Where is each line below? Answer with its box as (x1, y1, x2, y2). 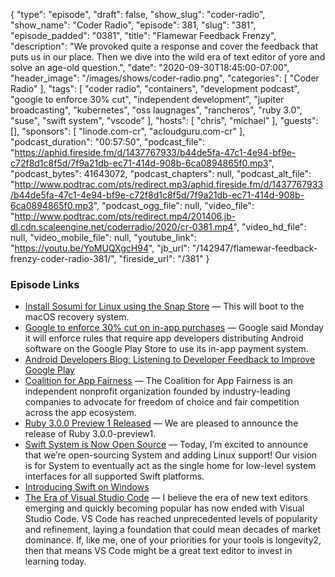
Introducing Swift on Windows (24, 481, 150, 493)
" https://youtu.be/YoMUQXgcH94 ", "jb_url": (10, 242, 190, 254)
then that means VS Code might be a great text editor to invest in (24, 545, 293, 557)
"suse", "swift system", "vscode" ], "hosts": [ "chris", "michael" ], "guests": (10, 115, 319, 126)
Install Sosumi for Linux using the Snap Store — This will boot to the (24, 300, 305, 313)
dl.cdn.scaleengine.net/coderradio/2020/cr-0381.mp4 (10, 221, 234, 233)
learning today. (24, 555, 87, 568)
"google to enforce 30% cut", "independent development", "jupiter (10, 94, 285, 105)
